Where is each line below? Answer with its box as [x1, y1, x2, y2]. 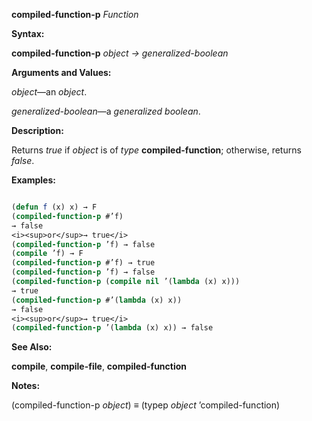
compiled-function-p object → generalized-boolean [11, 47, 229, 59]
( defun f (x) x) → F [11, 202, 98, 212]
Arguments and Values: [11, 67, 112, 78]
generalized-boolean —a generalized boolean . [11, 105, 201, 117]
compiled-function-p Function [11, 9, 139, 20]
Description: [11, 125, 64, 136]
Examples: [11, 174, 56, 186]
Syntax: [11, 28, 45, 39]
